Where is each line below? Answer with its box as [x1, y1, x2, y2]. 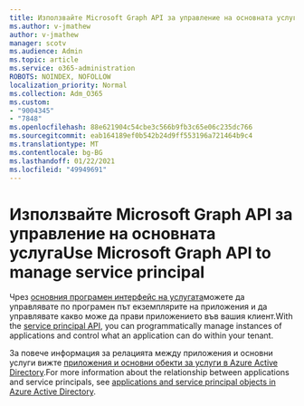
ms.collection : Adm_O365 [9, 89, 103, 98]
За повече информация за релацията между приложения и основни [9, 348, 273, 359]
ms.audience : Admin [9, 47, 83, 56]
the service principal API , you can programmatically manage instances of [9, 321, 282, 332]
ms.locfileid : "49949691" [9, 165, 107, 174]
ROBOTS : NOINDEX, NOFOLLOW [9, 72, 111, 82]
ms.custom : [9, 97, 51, 107]
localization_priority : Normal [9, 81, 128, 90]
